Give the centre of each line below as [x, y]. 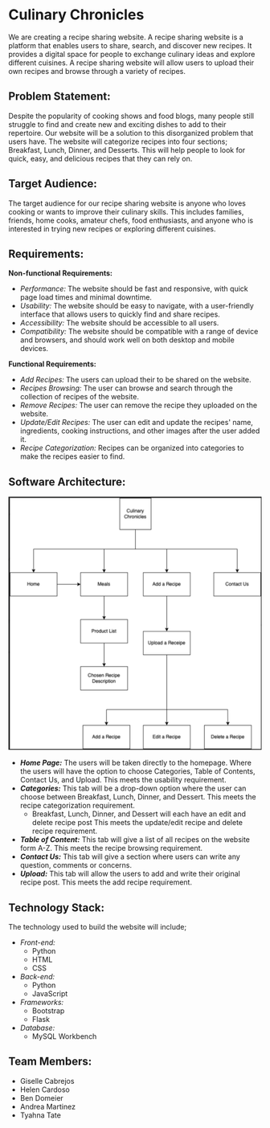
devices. [34, 349]
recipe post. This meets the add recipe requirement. [106, 882]
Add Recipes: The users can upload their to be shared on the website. [135, 380]
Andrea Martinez [48, 1106]
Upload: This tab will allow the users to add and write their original [130, 874]
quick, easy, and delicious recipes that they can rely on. [100, 158]
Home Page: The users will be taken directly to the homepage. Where [135, 763]
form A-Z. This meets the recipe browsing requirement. [111, 848]
